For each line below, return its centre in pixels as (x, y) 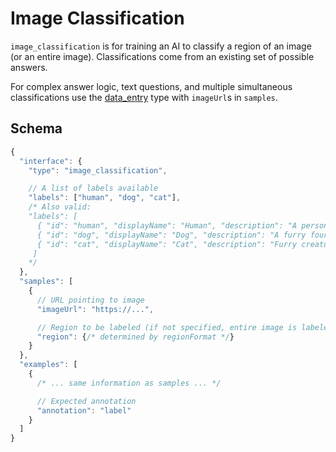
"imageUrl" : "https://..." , (95, 309)
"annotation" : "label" (84, 410)
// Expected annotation (86, 401)
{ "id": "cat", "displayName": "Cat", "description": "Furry (167, 244)
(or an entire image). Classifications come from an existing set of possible (162, 56)
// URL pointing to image (90, 300)
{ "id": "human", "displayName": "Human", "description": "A (167, 225)
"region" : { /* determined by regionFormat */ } (135, 337)
